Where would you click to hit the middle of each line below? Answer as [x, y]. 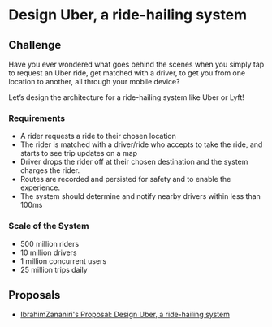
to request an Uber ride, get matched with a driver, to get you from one [127, 73]
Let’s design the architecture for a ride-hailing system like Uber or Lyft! [127, 97]
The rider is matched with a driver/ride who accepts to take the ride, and [141, 144]
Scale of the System [49, 226]
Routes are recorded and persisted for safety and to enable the [125, 179]
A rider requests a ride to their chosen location [98, 136]
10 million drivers [48, 252]
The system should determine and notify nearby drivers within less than [140, 196]
